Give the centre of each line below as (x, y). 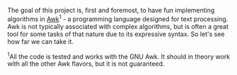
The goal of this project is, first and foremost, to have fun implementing (111, 10)
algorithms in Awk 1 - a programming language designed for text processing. (118, 18)
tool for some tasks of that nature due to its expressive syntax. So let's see (116, 34)
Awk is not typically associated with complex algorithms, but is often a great (118, 26)
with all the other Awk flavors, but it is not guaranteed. (86, 64)
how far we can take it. (41, 41)
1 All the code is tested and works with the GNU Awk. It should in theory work (119, 56)
